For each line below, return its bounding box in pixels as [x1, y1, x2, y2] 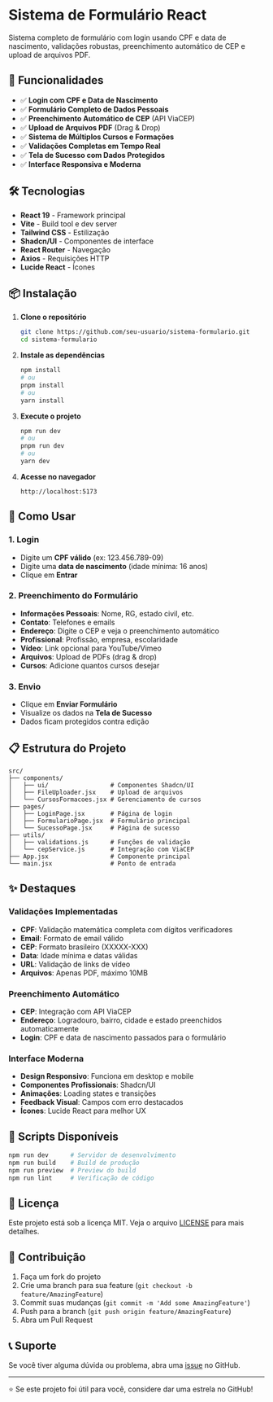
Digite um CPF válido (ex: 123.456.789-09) [19, 552, 164, 563]
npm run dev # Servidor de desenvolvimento [8, 1151, 176, 1159]
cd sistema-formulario [19, 335, 97, 344]
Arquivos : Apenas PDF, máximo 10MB [19, 967, 149, 978]
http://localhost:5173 [19, 487, 97, 496]
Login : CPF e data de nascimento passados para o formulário [19, 1032, 227, 1042]
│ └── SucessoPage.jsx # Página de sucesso [8, 824, 180, 832]
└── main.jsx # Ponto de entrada [8, 859, 176, 868]
